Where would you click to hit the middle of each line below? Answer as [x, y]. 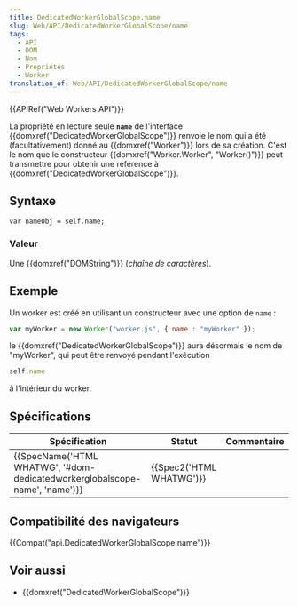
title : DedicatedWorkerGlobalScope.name [85, 17]
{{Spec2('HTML [184, 467]
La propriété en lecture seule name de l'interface [96, 126]
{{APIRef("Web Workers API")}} [67, 108]
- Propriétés [41, 68]
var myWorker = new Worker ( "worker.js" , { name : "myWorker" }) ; [133, 329]
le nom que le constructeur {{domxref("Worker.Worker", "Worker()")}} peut [146, 154]
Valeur [24, 243]
